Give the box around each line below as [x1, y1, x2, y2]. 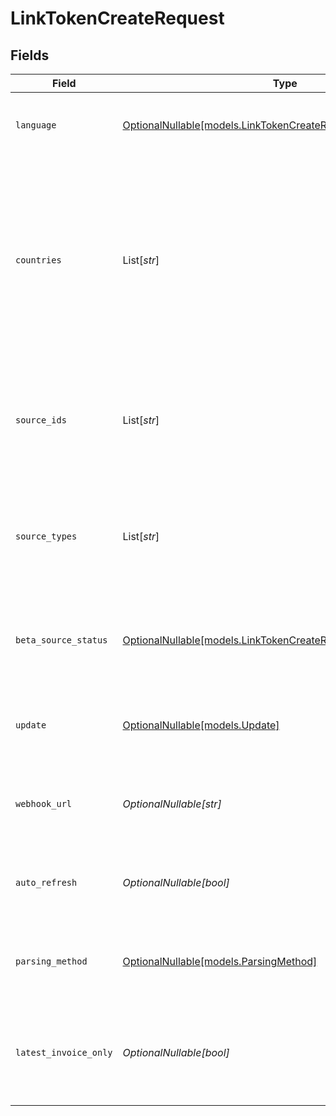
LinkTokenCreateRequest [10, 7, 225, 30]
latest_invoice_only [15, 1047, 113, 1058]
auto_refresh [15, 877, 78, 888]
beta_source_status [15, 635, 108, 646]
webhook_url [15, 798, 73, 809]
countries [15, 255, 62, 266]
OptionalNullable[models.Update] [122, 718, 280, 732]
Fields [10, 47, 50, 64]
